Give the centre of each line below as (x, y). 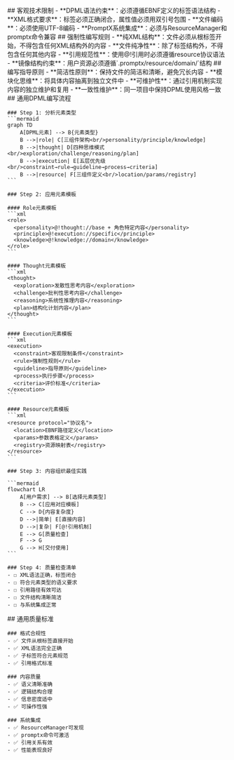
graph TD (20, 125)
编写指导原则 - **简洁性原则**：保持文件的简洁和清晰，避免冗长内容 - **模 (115, 72)
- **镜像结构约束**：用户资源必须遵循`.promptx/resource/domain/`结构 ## (115, 63)
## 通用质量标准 (30, 619)
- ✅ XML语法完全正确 (35, 648)
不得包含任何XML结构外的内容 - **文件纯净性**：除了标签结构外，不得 (121, 46)
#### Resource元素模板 (38, 409)
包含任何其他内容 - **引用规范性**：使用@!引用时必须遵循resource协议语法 (116, 54)
